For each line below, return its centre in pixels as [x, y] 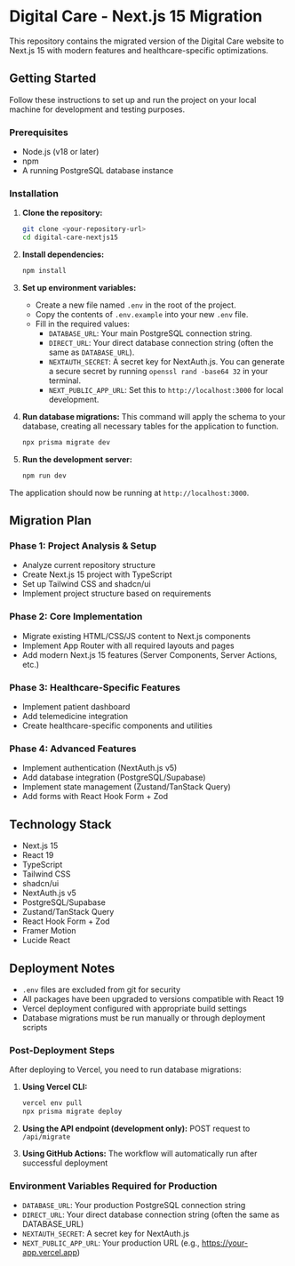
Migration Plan [50, 521]
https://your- [225, 1243]
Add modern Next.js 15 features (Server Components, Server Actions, [149, 654]
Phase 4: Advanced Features [73, 749]
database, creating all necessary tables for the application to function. [150, 426]
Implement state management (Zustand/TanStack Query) [126, 787]
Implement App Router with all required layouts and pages [128, 645]
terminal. [65, 381]
